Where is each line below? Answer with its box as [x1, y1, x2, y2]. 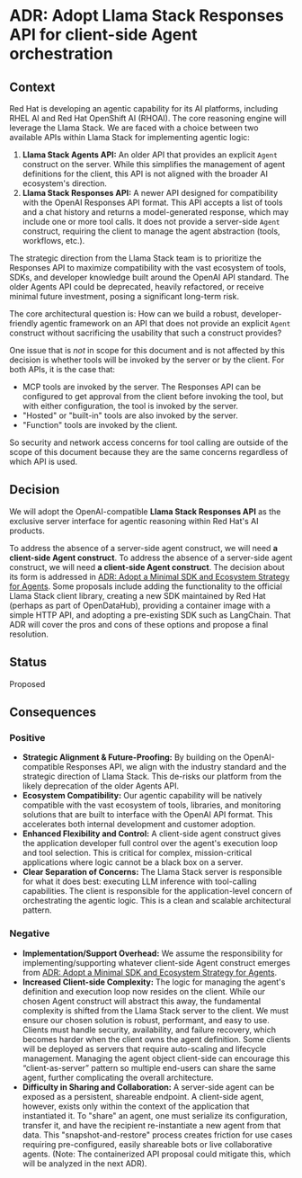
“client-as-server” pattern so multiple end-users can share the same [22, 1062, 277, 1073]
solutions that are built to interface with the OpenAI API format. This [22, 809, 273, 820]
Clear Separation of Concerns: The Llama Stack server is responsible [22, 867, 283, 878]
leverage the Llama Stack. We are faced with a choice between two [9, 122, 259, 133]
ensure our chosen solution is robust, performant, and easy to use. [22, 1014, 270, 1025]
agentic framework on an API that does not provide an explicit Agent [40, 318, 291, 328]
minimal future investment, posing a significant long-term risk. [9, 291, 240, 301]
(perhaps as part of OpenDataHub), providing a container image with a [9, 600, 271, 611]
